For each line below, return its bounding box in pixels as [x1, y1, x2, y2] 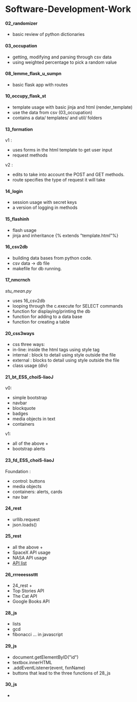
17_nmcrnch [5, 277, 31, 283]
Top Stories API [12, 588, 45, 594]
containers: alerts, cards [12, 489, 63, 495]
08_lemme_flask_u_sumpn [5, 71, 62, 77]
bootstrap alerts [12, 446, 45, 452]
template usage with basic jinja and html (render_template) [12, 104, 133, 110]
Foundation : [5, 468, 31, 474]
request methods [12, 152, 48, 158]
